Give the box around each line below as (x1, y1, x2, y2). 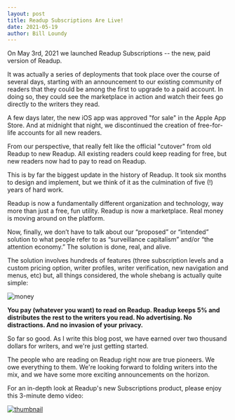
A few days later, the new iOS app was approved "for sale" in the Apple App (7, 114, 227, 122)
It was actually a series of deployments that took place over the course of (7, 70, 220, 79)
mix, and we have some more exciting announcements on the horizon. (7, 370, 210, 379)
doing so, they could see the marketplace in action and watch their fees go (7, 93, 223, 101)
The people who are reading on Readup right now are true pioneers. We (7, 355, 215, 364)
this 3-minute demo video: (7, 391, 84, 400)
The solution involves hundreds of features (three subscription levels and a (7, 256, 224, 265)
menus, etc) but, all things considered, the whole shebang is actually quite (7, 271, 222, 280)
